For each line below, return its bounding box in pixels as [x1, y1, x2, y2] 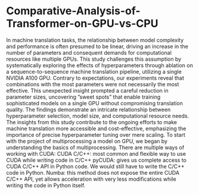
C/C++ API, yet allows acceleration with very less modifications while [6, 175, 177, 183]
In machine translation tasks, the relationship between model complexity [6, 36, 184, 43]
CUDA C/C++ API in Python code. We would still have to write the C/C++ [6, 162, 185, 170]
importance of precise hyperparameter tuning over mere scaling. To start [6, 131, 186, 138]
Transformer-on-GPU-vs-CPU [6, 17, 158, 30]
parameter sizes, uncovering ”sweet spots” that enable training [6, 93, 161, 100]
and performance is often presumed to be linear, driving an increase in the [6, 43, 189, 50]
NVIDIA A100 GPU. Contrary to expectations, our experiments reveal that [6, 74, 185, 81]
